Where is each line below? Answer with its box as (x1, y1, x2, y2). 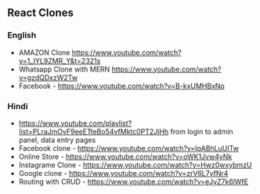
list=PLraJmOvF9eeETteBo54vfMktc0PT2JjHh (18, 126, 169, 136)
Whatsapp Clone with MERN (18, 64, 110, 74)
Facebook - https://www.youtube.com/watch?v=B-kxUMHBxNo (18, 81, 225, 90)
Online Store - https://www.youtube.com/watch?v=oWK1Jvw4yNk (18, 152, 233, 161)
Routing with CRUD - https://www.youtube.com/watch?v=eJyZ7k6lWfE (18, 177, 248, 186)
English (7, 30, 37, 41)
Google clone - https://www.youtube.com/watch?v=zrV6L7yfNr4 (18, 168, 229, 178)
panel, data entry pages (18, 135, 96, 145)
